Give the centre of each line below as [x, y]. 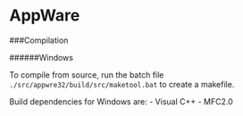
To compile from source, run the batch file [87, 75]
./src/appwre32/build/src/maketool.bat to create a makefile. [122, 84]
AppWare [45, 16]
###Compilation [39, 40]
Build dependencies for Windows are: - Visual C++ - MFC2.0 [121, 101]
